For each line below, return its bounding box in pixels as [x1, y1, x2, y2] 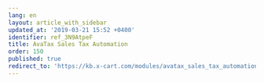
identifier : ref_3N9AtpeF [8, 33, 93, 41]
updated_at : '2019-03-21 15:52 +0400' [8, 26, 135, 34]
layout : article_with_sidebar [8, 19, 108, 27]
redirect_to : [8, 62, 51, 70]
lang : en [8, 11, 37, 20]
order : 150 [8, 48, 44, 55]
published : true [8, 55, 61, 63]
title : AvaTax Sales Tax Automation [8, 41, 128, 48]
